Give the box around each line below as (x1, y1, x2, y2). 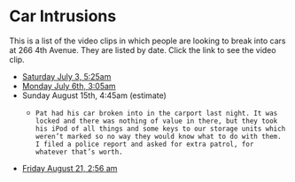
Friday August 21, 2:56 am (21, 163, 118, 173)
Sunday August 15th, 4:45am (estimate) (21, 90, 167, 101)
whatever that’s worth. (35, 148, 124, 156)
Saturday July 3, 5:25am (21, 71, 112, 81)
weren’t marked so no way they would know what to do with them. (35, 132, 282, 140)
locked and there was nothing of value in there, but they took (35, 117, 278, 125)
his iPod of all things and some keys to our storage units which (35, 124, 286, 133)
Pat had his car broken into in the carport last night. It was (35, 109, 278, 118)
